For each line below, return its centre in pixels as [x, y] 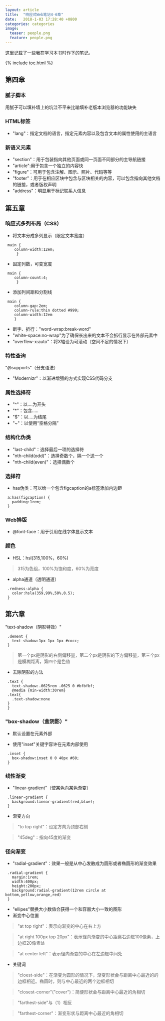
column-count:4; [31, 277]
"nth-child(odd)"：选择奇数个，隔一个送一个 [58, 456]
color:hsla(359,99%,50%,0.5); [43, 593]
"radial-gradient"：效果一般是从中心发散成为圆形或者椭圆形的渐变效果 [84, 863]
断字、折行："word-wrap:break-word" [52, 329]
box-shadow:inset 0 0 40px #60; [45, 758]
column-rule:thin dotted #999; [47, 310]
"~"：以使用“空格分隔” [35, 423]
